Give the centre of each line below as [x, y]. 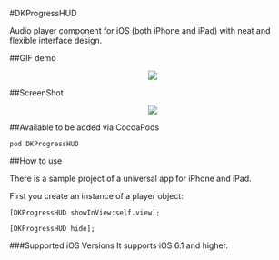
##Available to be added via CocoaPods [85, 127]
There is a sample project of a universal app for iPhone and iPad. [130, 178]
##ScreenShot [36, 93]
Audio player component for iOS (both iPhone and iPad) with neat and [140, 30]
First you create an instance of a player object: [96, 196]
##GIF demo [33, 58]
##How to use [36, 161]
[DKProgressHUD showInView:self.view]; [85, 213]
